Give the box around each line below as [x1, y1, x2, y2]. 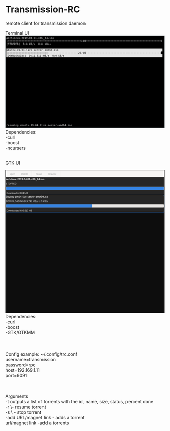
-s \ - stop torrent [5, 409, 42, 415]
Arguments [5, 393, 29, 399]
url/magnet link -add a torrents [5, 420, 69, 426]
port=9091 [5, 372, 27, 378]
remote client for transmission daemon [5, 20, 86, 26]
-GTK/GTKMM [5, 329, 35, 335]
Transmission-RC [5, 4, 80, 15]
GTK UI [5, 160, 20, 166]
